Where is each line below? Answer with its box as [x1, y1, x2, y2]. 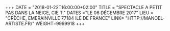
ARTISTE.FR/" [5, 20, 35, 26]
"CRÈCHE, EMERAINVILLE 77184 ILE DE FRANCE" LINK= [5, 15, 125, 21]
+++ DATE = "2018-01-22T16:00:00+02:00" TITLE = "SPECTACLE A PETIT [5, 5, 162, 10]
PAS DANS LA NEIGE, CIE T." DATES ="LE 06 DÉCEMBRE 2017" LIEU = [5, 10, 154, 16]
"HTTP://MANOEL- [125, 15, 165, 21]
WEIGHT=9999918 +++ [35, 20, 85, 26]
